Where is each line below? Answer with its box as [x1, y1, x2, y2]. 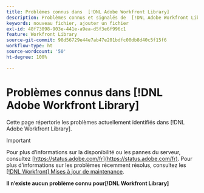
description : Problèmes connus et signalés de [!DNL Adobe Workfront [6, 15, 189, 21]
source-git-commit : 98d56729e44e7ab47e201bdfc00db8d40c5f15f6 [6, 37, 167, 43]
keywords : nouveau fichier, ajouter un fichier [6, 20, 129, 26]
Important [6, 137, 31, 144]
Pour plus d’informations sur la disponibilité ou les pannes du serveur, [6, 148, 181, 155]
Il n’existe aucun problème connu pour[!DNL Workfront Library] [6, 180, 169, 187]
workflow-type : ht [6, 43, 53, 49]
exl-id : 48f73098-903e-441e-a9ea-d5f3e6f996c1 [6, 25, 126, 32]
